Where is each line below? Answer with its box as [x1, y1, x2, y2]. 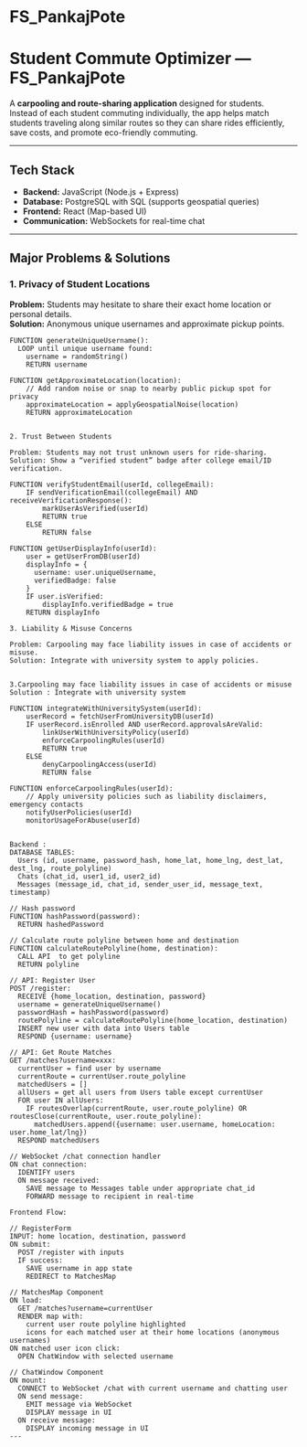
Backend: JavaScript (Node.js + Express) [22, 186, 180, 197]
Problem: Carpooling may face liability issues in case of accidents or [9, 640, 292, 649]
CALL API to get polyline [17, 952, 121, 961]
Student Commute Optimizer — [9, 48, 251, 69]
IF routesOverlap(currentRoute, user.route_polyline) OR [26, 1103, 248, 1112]
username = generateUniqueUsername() [17, 999, 162, 1009]
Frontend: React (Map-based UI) [22, 206, 147, 217]
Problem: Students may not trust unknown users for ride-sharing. [9, 448, 268, 457]
